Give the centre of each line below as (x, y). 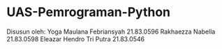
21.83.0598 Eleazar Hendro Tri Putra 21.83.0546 (75, 38)
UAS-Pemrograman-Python (89, 12)
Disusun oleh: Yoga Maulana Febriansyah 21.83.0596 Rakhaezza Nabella (111, 31)
